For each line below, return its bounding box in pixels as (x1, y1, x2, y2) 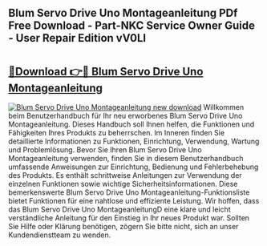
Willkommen (203, 103, 245, 111)
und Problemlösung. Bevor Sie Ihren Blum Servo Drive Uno (8, 145, 202, 155)
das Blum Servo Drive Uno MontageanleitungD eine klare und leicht (8, 204, 231, 214)
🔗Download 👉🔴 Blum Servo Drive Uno (8, 64, 204, 79)
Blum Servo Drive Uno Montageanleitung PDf (8, 6, 238, 20)
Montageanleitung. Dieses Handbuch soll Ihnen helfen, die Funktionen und (8, 119, 255, 129)
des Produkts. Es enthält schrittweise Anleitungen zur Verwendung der (8, 171, 242, 179)
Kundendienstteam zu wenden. (8, 230, 111, 240)
